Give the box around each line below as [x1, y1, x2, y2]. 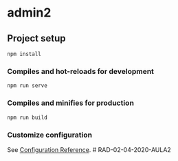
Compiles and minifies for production [7, 98, 134, 108]
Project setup [7, 32, 67, 44]
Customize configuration [7, 130, 93, 140]
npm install [7, 50, 41, 57]
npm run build [7, 114, 48, 121]
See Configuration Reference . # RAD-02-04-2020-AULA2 [7, 145, 172, 153]
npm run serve [7, 82, 48, 89]
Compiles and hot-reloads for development [7, 66, 155, 76]
